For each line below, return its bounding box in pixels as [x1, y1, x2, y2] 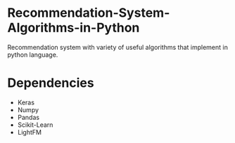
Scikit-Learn [17, 121, 53, 129]
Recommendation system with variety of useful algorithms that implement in [7, 43, 229, 51]
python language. [7, 50, 58, 59]
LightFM [17, 128, 42, 136]
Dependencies [7, 75, 94, 91]
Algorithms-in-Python [7, 20, 140, 36]
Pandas [17, 113, 40, 121]
